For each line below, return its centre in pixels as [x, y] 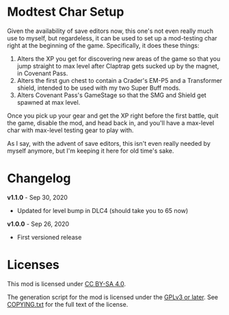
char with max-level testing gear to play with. [70, 130]
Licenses [33, 265]
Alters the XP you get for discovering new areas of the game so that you [119, 58]
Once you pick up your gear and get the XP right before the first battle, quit [113, 115]
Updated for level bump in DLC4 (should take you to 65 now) [103, 210]
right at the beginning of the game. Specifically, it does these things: [103, 45]
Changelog [39, 178]
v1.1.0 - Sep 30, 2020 [38, 197]
